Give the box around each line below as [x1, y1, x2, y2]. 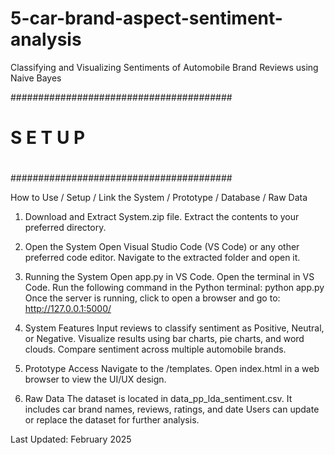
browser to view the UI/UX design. [24, 373, 167, 386]
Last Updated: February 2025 [10, 433, 132, 446]
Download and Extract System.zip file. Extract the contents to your [24, 211, 300, 223]
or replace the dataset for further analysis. [24, 414, 200, 426]
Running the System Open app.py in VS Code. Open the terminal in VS [24, 271, 315, 283]
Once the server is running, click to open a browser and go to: [24, 292, 281, 304]
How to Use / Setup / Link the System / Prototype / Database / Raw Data [10, 192, 308, 204]
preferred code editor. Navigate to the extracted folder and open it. [24, 252, 301, 264]
